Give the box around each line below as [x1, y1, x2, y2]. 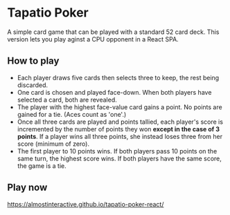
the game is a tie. [17, 161, 67, 170]
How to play [7, 55, 60, 67]
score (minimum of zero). [17, 140, 90, 148]
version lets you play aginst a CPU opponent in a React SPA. [7, 35, 179, 43]
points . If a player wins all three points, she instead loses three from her [17, 132, 223, 140]
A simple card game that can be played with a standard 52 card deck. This [7, 28, 220, 36]
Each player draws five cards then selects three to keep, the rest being [17, 73, 220, 82]
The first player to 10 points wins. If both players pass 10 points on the [17, 147, 218, 155]
